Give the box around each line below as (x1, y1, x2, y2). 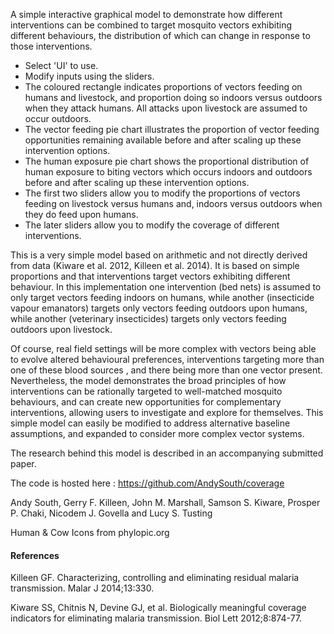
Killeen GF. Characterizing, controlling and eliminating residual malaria (10, 572, 300, 584)
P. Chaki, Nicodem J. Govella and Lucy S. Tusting (10, 507, 213, 519)
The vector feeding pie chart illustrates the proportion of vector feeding (24, 124, 320, 135)
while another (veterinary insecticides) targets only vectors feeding (10, 313, 287, 324)
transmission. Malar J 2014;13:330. (10, 582, 155, 594)
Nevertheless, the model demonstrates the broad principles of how (10, 375, 287, 386)
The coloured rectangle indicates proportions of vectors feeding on (24, 81, 303, 93)
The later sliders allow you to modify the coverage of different (24, 219, 280, 231)
